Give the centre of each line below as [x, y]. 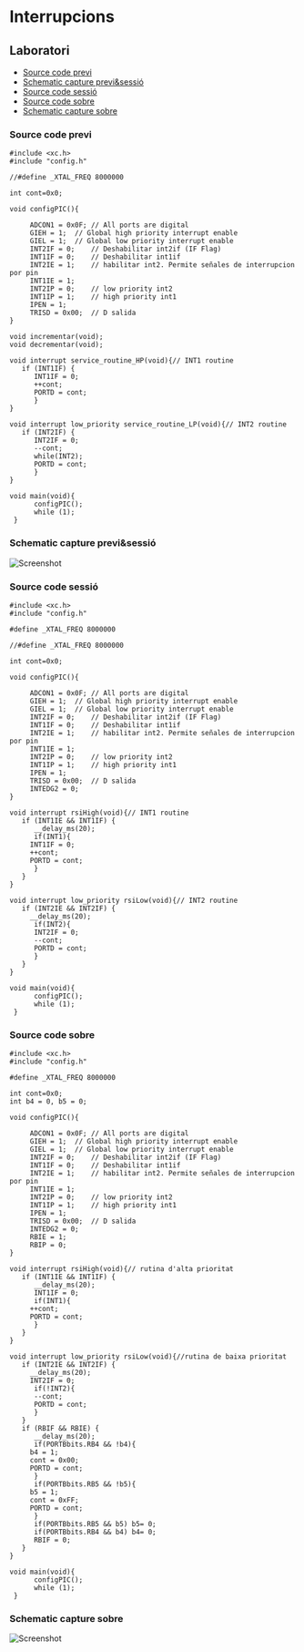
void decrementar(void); [56, 345]
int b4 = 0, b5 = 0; [49, 1102]
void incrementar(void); [56, 337]
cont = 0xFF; [54, 1501]
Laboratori [40, 51]
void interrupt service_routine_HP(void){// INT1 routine [122, 361]
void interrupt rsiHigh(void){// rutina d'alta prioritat [122, 1269]
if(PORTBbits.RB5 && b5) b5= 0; [95, 1524]
